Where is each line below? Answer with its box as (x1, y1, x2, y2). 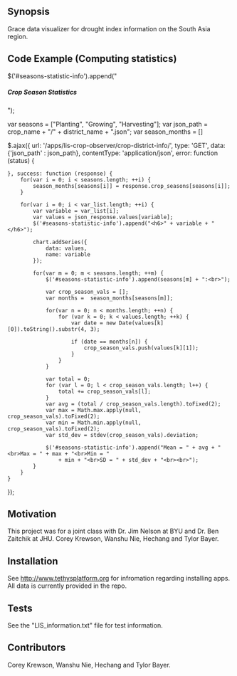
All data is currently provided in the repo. (7, 581, 127, 590)
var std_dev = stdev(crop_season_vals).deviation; (45, 431, 199, 438)
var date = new (70, 319, 116, 327)
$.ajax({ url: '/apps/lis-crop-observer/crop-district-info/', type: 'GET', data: (7, 141, 226, 149)
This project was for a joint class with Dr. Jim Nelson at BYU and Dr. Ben (7, 527, 219, 536)
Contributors (7, 642, 66, 654)
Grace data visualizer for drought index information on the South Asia (7, 24, 211, 33)
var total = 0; (45, 375, 91, 383)
